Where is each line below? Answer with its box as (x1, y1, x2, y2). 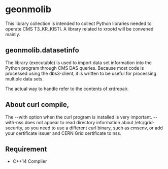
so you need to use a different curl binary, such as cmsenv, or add (24, 125, 163, 131)
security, (5, 125, 24, 131)
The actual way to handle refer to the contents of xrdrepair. (5, 86, 129, 92)
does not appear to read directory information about (24, 119, 133, 125)
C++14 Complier (12, 158, 47, 164)
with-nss (5, 119, 24, 125)
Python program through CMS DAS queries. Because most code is (5, 65, 144, 71)
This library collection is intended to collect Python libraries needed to (5, 20, 152, 26)
